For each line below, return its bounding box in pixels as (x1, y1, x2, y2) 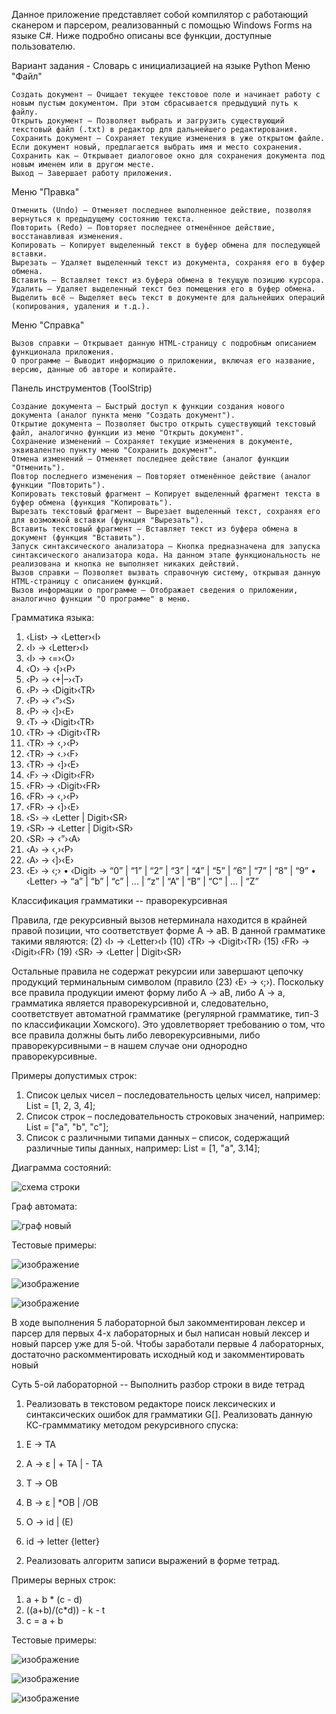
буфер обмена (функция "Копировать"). (11, 498, 173, 508)
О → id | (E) (25, 1516, 74, 1528)
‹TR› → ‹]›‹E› (25, 759, 80, 770)
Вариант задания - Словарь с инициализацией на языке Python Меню (11, 60, 311, 71)
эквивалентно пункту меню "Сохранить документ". (11, 445, 218, 455)
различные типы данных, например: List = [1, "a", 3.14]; (25, 1142, 261, 1154)
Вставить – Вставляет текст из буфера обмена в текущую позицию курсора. (11, 275, 326, 285)
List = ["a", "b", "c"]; (25, 1121, 109, 1133)
